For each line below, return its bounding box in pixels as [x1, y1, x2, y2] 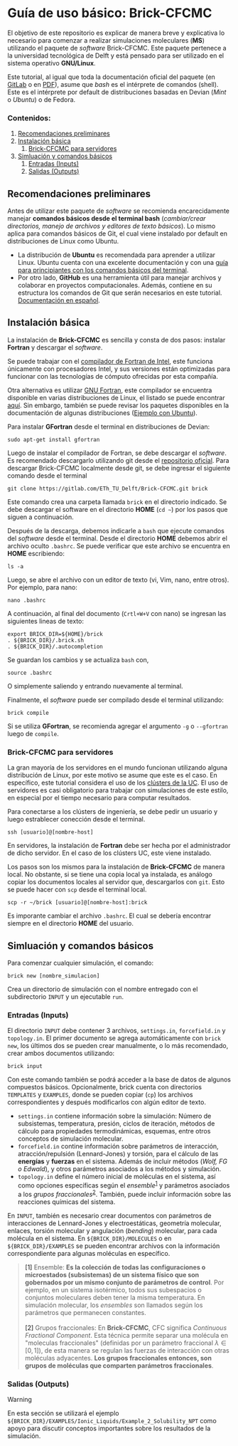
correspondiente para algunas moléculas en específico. [7, 1249, 171, 1257]
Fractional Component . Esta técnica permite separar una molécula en [24, 1331, 229, 1339]
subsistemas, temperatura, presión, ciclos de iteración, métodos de [17, 1119, 215, 1128]
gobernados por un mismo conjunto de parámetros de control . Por [24, 1278, 225, 1287]
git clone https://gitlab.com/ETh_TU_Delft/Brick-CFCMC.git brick [7, 485, 208, 492]
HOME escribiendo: [7, 549, 65, 557]
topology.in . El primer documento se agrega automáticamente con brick [7, 1034, 222, 1042]
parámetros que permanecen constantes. [24, 1308, 147, 1316]
